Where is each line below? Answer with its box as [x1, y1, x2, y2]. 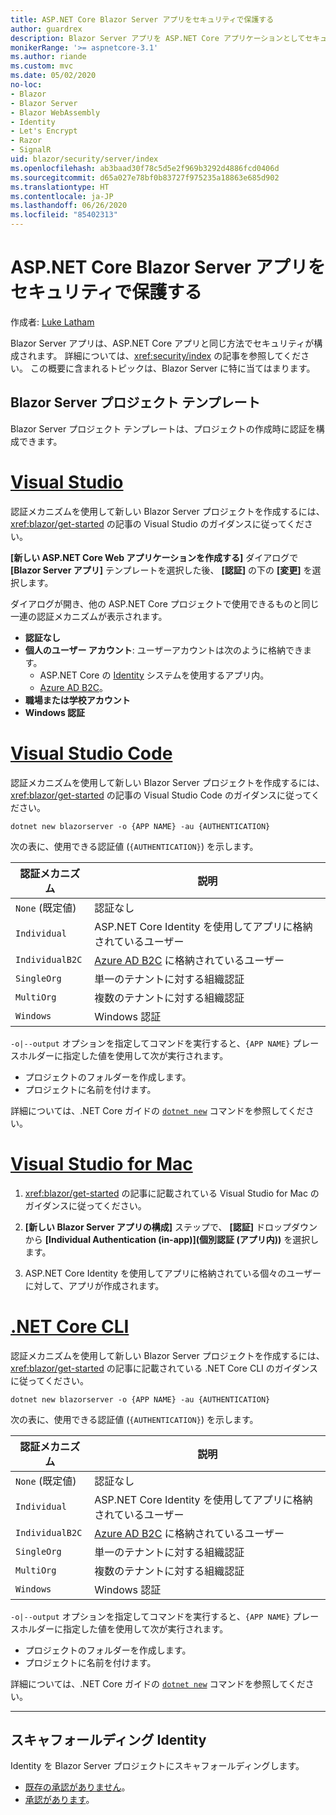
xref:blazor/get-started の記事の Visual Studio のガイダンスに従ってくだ [10, 517, 305, 530]
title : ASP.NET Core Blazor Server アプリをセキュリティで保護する [10, 14, 275, 25]
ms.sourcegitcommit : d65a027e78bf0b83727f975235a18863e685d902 [10, 172, 280, 183]
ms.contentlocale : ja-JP [10, 191, 114, 201]
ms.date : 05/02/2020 [10, 71, 97, 81]
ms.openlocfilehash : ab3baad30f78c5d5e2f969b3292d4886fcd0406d [10, 163, 280, 173]
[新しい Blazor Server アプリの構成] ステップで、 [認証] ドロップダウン [24, 1221, 318, 1233]
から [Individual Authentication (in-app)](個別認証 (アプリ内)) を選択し [24, 1233, 320, 1245]
